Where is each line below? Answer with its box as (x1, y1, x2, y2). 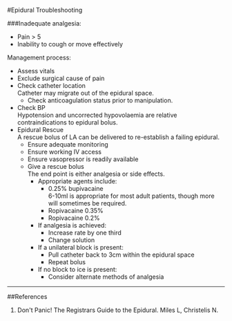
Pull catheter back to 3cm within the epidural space (48, 250, 195, 259)
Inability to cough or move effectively (17, 40, 123, 48)
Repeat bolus (48, 258, 86, 266)
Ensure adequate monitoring (27, 140, 108, 148)
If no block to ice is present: (37, 266, 117, 273)
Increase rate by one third (48, 228, 122, 237)
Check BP (17, 104, 46, 111)
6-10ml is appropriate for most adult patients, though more (48, 192, 215, 200)
